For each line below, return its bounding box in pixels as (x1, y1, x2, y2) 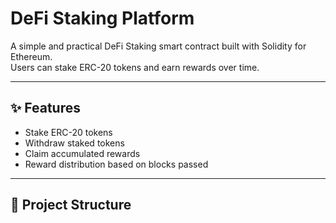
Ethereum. (10, 50, 53, 62)
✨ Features (10, 100, 81, 117)
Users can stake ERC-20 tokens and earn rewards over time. (10, 61, 260, 73)
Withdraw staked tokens (24, 137, 125, 149)
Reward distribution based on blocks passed (24, 158, 209, 170)
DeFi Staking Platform (10, 7, 195, 30)
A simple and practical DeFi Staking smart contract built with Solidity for (10, 40, 307, 52)
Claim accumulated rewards (24, 147, 141, 159)
